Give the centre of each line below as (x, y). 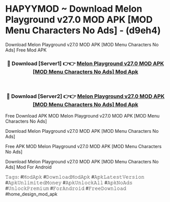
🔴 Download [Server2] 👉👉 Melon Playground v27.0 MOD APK (86, 96)
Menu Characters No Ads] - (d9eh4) (83, 31)
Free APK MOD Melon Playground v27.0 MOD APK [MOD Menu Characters (83, 146)
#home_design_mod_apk (31, 194)
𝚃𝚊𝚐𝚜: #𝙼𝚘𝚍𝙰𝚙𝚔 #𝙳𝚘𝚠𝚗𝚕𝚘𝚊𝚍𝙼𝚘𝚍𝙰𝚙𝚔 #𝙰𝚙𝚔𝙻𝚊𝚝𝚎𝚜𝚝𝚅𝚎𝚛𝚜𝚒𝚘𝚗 (75, 177)
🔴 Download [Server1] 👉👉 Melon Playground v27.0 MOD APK (86, 63)
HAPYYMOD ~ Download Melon (74, 9)
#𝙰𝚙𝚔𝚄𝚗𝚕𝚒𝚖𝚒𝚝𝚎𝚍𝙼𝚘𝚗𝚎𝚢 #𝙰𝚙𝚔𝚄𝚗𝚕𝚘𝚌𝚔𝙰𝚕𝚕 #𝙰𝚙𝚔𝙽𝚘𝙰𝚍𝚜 (69, 182)
